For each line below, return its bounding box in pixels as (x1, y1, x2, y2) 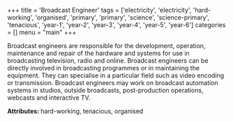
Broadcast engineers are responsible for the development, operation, (7, 42, 206, 49)
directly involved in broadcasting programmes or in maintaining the (7, 64, 200, 72)
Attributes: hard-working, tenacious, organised (7, 107, 144, 115)
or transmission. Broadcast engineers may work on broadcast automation (7, 79, 218, 86)
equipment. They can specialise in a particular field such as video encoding (7, 71, 225, 79)
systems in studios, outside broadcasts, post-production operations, (7, 86, 204, 94)
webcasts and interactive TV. (7, 93, 91, 102)
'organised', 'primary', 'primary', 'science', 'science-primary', (35, 13, 210, 22)
